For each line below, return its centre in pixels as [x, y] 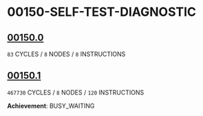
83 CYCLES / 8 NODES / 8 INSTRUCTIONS [66, 54]
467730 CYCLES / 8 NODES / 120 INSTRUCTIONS [76, 92]
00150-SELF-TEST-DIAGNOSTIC [102, 12]
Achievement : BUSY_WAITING [51, 106]
